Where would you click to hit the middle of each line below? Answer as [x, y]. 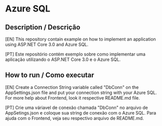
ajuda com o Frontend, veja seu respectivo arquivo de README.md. [75, 118]
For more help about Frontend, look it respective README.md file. [73, 97]
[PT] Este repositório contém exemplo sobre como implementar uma [75, 54]
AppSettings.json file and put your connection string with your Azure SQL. [81, 92]
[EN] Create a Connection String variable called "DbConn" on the [72, 87]
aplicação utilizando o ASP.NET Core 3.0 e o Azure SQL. [63, 59]
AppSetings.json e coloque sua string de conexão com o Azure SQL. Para [81, 112]
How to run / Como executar [50, 75]
